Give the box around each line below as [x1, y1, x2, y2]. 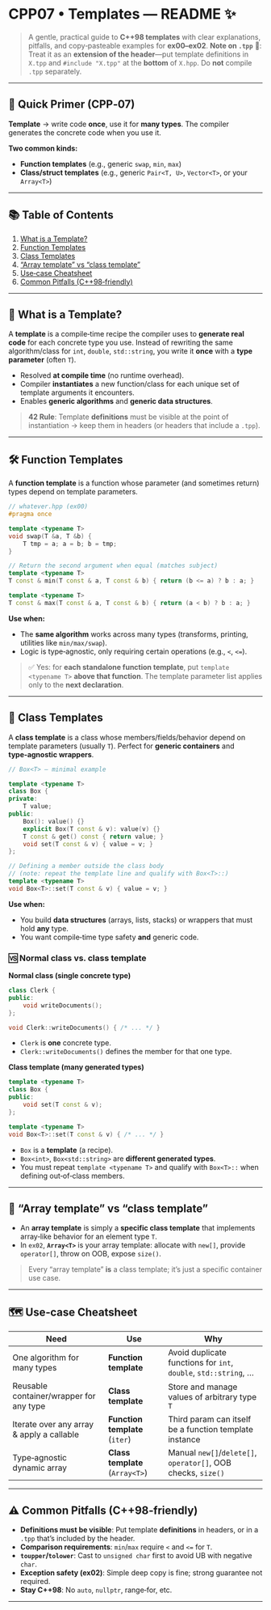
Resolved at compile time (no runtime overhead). [19, 371, 184, 380]
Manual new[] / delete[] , [168, 1447, 257, 1459]
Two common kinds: [8, 143, 78, 153]
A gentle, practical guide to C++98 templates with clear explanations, [27, 32, 261, 41]
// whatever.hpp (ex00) [8, 502, 89, 511]
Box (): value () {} [23, 817, 85, 825]
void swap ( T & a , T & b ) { [8, 532, 92, 540]
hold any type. [19, 923, 69, 933]
